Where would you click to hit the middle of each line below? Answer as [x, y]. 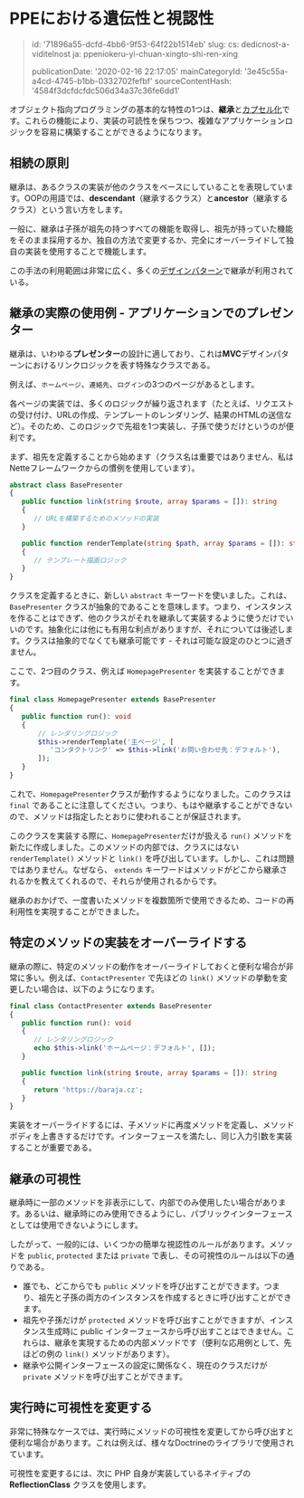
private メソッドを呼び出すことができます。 [105, 1377]
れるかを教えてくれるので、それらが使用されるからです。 [115, 881]
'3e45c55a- [266, 71]
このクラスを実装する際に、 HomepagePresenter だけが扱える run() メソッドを [151, 835]
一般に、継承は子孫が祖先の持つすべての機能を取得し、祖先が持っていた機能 [152, 228]
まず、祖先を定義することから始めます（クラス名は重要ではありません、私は [152, 456]
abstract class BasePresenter [66, 485]
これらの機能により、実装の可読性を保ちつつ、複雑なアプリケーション [154, 120]
